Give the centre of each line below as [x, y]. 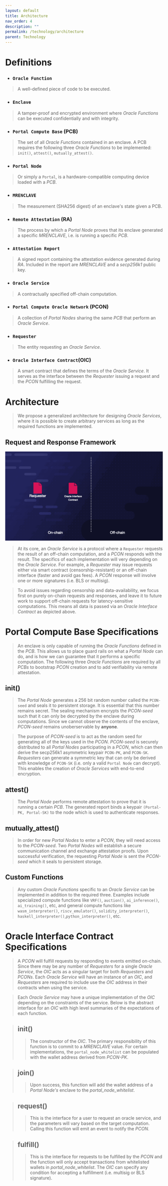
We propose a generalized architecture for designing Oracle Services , [89, 416]
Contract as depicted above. [47, 612]
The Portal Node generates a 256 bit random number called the [83, 700]
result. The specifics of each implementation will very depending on [87, 559]
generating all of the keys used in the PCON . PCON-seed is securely [88, 742]
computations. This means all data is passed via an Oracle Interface [87, 606]
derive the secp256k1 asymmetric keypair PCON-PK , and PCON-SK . [83, 753]
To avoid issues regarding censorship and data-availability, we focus [88, 590]
